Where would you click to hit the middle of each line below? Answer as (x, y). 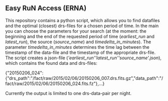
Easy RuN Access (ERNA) (46, 8)
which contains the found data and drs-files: (51, 63)
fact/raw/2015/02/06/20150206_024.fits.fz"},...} (55, 83)
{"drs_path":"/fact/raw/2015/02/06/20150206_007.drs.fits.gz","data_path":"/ (84, 78)
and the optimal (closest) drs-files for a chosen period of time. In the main (82, 26)
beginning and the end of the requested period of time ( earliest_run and (80, 36)
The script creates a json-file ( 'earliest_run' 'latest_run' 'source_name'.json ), (83, 58)
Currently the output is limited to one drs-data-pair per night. (69, 93)
